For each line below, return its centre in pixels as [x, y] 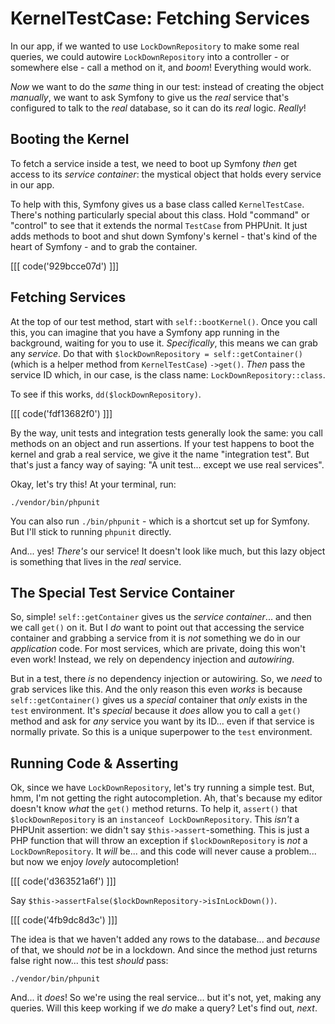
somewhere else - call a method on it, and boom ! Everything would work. [161, 67]
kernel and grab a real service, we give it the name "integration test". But [160, 454]
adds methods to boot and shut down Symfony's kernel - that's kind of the [164, 236]
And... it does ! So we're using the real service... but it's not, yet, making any [166, 998]
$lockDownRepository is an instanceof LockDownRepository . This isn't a [155, 819]
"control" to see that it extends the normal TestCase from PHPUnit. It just [159, 225]
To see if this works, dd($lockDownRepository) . [106, 394]
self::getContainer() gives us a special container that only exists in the [159, 700]
